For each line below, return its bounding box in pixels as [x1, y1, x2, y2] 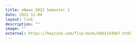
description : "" [5, 21, 40, 27]
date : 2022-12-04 [5, 12, 43, 17]
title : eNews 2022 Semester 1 [5, 7, 70, 13]
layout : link [5, 17, 33, 22]
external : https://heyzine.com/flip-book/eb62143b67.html [5, 31, 132, 36]
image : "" [5, 26, 27, 31]
